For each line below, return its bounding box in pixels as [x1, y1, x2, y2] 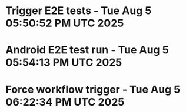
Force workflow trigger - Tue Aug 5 [5, 83, 181, 96]
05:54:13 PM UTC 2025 [5, 56, 122, 69]
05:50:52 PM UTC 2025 [5, 16, 124, 30]
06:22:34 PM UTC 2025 [5, 95, 125, 108]
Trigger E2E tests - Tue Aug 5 [5, 4, 152, 18]
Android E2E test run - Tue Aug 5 [5, 43, 169, 57]
